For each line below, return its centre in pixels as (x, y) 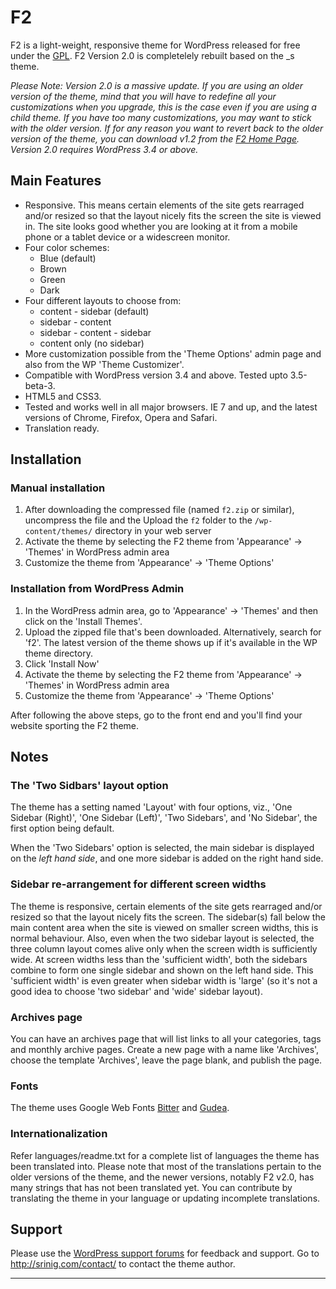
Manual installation (58, 488)
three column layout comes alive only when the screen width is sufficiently (164, 948)
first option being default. (62, 828)
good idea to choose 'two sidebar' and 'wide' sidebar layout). (136, 991)
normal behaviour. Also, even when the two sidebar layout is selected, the (162, 938)
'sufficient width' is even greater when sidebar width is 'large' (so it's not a (164, 980)
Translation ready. (62, 428)
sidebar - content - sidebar (95, 332)
